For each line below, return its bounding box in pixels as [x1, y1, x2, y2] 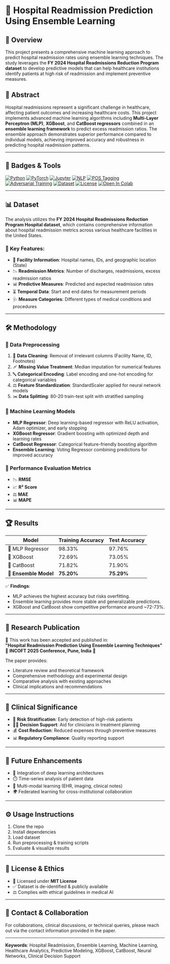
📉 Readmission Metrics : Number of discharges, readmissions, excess [12, 268, 160, 274]
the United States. [5, 232, 43, 239]
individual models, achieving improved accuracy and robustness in [5, 137, 144, 143]
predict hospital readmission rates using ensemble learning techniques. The [5, 54, 163, 60]
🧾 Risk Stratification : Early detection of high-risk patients [12, 716, 133, 722]
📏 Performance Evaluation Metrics [5, 464, 92, 472]
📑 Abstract [5, 91, 39, 99]
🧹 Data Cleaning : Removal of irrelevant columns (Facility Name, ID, [12, 353, 152, 359]
